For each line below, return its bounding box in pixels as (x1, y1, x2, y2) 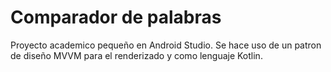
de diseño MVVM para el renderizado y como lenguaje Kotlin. (10, 49, 263, 61)
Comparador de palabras (10, 6, 222, 29)
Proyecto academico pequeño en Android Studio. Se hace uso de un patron (10, 39, 322, 51)
